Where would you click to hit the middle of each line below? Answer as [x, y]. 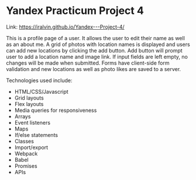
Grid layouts [29, 98]
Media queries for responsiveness [56, 110]
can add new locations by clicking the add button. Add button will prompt [94, 50]
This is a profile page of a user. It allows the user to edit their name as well [96, 38]
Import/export [31, 147]
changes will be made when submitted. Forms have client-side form [88, 63]
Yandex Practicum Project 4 [75, 11]
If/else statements [36, 135]
